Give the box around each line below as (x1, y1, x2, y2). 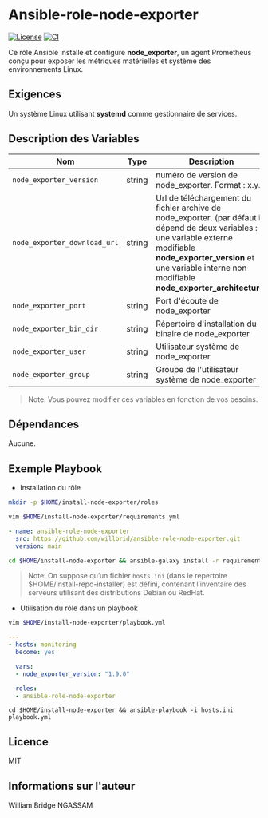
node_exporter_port (12, 301, 86, 310)
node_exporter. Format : (155, 179, 246, 190)
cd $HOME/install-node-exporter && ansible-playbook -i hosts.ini (8, 706, 234, 714)
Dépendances (8, 417, 80, 431)
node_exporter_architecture (155, 282, 265, 293)
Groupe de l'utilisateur (155, 363, 239, 375)
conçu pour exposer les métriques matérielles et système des (8, 56, 211, 66)
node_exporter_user (12, 347, 86, 356)
